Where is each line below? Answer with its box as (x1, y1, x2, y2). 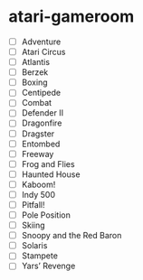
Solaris (21, 240, 48, 251)
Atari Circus (21, 47, 66, 57)
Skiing (21, 219, 46, 231)
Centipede (21, 88, 61, 98)
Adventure (21, 36, 62, 47)
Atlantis (21, 57, 51, 68)
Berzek (21, 67, 49, 78)
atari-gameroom (8, 6, 135, 27)
